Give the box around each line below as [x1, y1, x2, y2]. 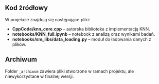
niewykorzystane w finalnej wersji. [5, 73, 74, 79]
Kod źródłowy [5, 4, 48, 12]
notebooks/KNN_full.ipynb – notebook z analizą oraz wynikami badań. [12, 31, 155, 37]
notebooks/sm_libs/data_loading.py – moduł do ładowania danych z [12, 36, 152, 42]
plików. [12, 41, 27, 47]
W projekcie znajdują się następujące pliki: [5, 16, 90, 22]
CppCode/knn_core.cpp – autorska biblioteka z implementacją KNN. [12, 26, 150, 32]
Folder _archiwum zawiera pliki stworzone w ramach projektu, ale [5, 68, 134, 74]
